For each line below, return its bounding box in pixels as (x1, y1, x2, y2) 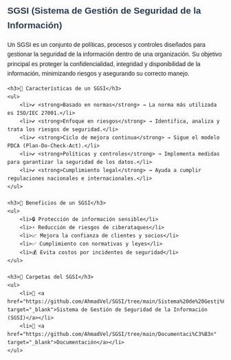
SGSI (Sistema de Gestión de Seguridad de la (7, 6, 201, 16)
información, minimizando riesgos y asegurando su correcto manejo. (7, 70, 190, 78)
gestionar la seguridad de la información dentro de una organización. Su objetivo (7, 50, 222, 59)
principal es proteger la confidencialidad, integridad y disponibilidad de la (7, 60, 201, 67)
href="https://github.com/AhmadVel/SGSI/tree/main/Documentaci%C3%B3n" (7, 330, 217, 337)
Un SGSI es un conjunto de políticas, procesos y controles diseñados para (7, 41, 206, 48)
